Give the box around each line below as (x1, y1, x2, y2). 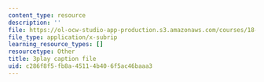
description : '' (8, 19, 61, 27)
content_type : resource (8, 11, 86, 20)
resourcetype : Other (8, 48, 76, 55)
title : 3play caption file (8, 55, 97, 63)
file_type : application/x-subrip (8, 33, 118, 41)
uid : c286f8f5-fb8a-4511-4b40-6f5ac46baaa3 (8, 62, 153, 70)
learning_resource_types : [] (8, 41, 104, 48)
